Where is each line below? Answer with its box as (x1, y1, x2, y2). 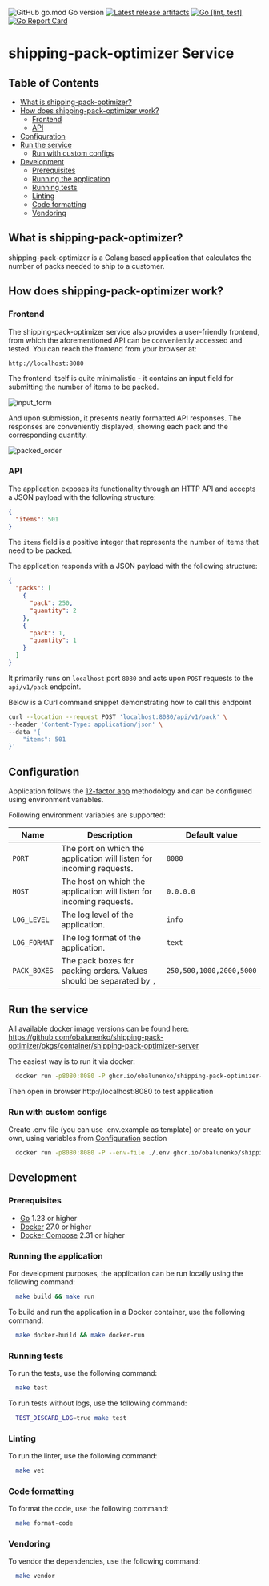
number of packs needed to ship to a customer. (8, 261, 165, 270)
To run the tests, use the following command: (8, 1369, 158, 1377)
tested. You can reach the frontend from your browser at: (8, 343, 197, 353)
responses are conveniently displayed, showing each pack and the (8, 421, 228, 431)
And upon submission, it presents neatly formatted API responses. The (8, 413, 242, 423)
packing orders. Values (61, 965, 148, 976)
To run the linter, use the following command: (8, 1451, 158, 1461)
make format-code (15, 1519, 74, 1527)
